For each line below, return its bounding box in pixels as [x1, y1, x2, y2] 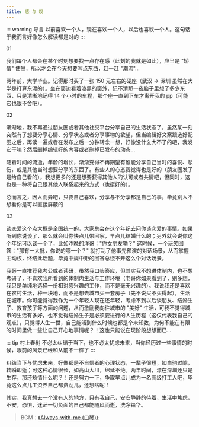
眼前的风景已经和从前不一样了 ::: [16, 346, 96, 353]
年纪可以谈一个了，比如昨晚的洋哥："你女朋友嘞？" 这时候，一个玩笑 [11, 240, 179, 247]
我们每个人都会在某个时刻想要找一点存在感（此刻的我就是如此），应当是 [6, 57, 180, 64]
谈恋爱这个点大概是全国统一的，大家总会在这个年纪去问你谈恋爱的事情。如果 [6, 225, 193, 232]
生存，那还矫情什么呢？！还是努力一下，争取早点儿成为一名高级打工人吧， [6, 374, 188, 381]
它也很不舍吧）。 [6, 99, 46, 107]
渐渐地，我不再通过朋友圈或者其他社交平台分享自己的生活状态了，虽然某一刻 [6, 123, 193, 130]
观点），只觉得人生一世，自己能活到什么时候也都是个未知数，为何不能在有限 [6, 318, 191, 326]
